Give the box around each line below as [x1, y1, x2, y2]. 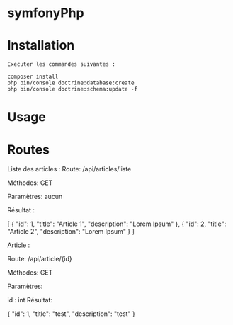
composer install [7, 73, 59, 81]
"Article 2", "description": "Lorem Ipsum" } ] [7, 227, 135, 236]
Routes [7, 142, 50, 157]
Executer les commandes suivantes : [7, 61, 115, 68]
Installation [7, 38, 75, 54]
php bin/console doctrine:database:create [7, 79, 135, 86]
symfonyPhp [7, 5, 84, 21]
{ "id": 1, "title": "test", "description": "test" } [7, 309, 136, 318]
